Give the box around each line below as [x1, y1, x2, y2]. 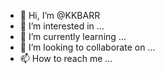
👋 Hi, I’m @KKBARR [19, 10, 101, 21]
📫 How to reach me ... [19, 53, 113, 64]
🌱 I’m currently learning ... [19, 31, 127, 42]
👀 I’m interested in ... [19, 20, 105, 32]
